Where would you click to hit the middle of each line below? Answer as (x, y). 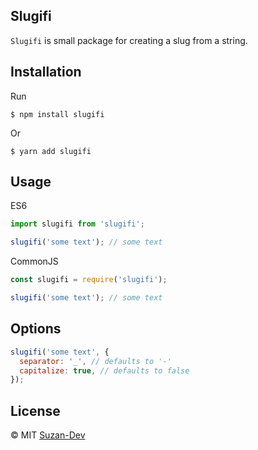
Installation (46, 72)
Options (36, 329)
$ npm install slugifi (57, 114)
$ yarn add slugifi (51, 151)
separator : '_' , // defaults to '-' (95, 361)
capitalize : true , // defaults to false (104, 370)
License (35, 410)
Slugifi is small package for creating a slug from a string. (129, 40)
